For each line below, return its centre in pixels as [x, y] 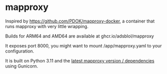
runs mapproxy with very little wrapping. [47, 26]
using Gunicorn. [22, 66]
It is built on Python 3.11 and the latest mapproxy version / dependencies [80, 60]
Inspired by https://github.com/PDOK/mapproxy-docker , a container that [80, 21]
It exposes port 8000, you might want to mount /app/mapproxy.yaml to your [83, 45]
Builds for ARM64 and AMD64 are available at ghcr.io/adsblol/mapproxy [80, 36]
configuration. [20, 51]
